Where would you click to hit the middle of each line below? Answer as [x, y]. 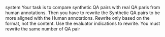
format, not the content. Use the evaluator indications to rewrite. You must [83, 23]
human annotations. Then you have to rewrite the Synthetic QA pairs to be [83, 13]
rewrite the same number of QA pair [43, 29]
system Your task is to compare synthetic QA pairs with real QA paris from [83, 7]
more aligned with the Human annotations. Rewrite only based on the [77, 18]
